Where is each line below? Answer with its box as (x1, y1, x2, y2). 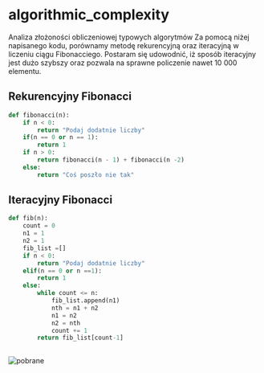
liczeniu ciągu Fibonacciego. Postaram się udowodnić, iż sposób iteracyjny (8, 49, 257, 59)
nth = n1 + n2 (51, 304, 99, 312)
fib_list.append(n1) (51, 297, 120, 305)
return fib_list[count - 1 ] (37, 334, 124, 342)
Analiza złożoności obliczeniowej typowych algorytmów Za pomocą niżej (8, 32, 250, 42)
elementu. (8, 66, 42, 76)
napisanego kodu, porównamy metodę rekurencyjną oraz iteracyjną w (8, 40, 239, 50)
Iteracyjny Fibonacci (8, 193, 113, 207)
